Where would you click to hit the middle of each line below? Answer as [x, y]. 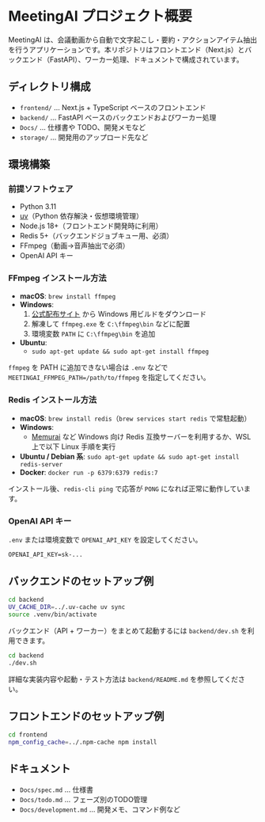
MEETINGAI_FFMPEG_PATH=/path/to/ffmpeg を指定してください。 [109, 377]
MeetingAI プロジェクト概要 [100, 16]
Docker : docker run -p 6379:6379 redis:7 [89, 473]
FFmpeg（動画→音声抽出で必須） [74, 245]
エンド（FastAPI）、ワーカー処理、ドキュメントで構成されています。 [132, 59]
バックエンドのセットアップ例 [81, 581]
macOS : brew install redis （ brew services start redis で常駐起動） [135, 419]
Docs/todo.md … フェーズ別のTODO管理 [83, 799]
